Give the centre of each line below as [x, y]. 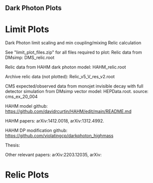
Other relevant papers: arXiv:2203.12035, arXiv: [54, 155]
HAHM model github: [26, 106]
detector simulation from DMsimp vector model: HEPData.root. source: [77, 91]
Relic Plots [27, 175]
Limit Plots [27, 29]
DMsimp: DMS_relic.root [30, 58]
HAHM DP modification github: [36, 130]
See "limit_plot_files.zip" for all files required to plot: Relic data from [74, 52]
